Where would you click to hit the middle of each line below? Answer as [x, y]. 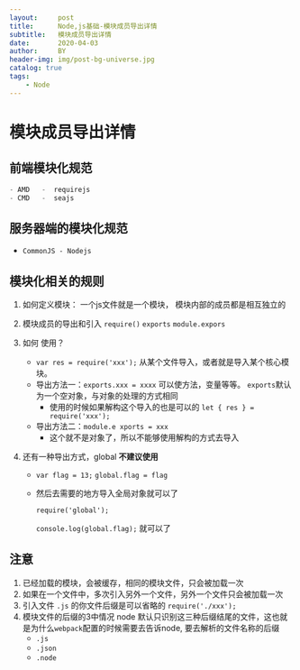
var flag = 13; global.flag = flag [102, 475]
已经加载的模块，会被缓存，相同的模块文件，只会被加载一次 [133, 583]
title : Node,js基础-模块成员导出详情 [83, 26]
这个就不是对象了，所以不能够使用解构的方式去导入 [144, 437]
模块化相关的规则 [57, 281]
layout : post [42, 18]
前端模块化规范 [51, 168]
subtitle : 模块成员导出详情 [61, 34]
